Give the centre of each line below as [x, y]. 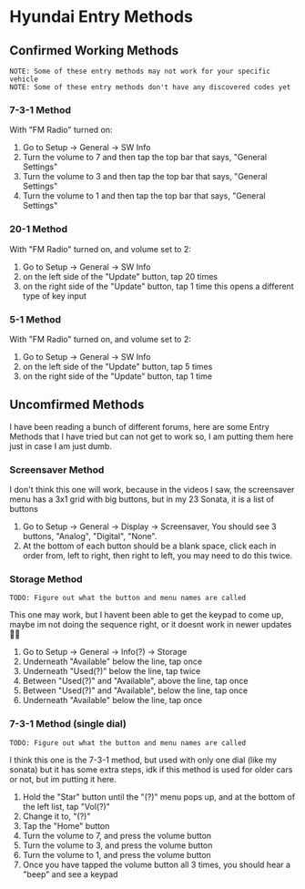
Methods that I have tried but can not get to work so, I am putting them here [152, 436]
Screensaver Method [57, 469]
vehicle [24, 79]
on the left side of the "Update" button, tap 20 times [120, 276]
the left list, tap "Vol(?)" [66, 806]
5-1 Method [36, 319]
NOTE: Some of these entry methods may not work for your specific [140, 71]
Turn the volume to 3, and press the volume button [117, 845]
